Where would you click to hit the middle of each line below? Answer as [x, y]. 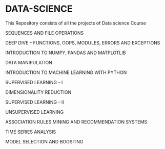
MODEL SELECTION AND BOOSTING [44, 141]
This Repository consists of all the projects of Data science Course [76, 23]
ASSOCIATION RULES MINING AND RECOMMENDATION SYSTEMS [76, 122]
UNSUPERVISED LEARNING [35, 112]
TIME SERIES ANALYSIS [31, 132]
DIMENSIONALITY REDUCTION [38, 92]
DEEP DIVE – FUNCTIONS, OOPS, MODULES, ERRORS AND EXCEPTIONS [83, 43]
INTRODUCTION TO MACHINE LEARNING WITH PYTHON [66, 72]
